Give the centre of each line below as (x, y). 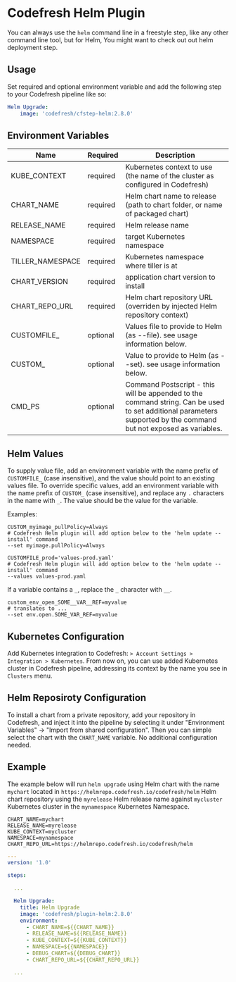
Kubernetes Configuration (66, 636)
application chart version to (170, 278)
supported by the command (171, 420)
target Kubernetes (155, 237)
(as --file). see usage (162, 335)
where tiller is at (151, 266)
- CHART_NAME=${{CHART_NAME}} (70, 927)
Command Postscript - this (170, 385)
